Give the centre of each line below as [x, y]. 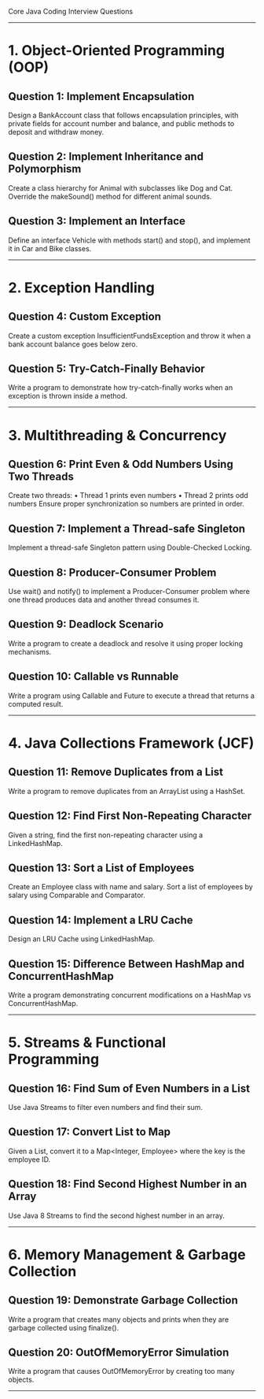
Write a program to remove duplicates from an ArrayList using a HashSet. [127, 791]
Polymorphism [45, 169]
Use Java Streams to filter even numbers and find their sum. [105, 1107]
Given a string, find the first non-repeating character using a [106, 835]
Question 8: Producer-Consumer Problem [112, 572]
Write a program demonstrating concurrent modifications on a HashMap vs [130, 995]
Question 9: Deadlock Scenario [86, 624]
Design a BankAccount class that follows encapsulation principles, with [123, 115]
